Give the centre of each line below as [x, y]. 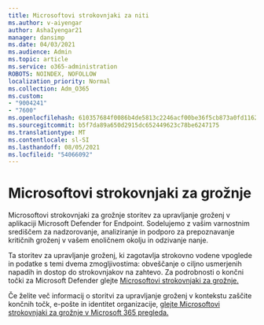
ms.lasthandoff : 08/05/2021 [54, 147]
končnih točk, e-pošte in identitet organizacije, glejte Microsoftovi [114, 305]
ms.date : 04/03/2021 [42, 45]
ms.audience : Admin [40, 52]
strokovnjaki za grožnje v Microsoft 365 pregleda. [88, 312]
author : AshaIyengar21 [45, 30]
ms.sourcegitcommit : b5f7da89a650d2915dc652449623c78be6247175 [114, 125]
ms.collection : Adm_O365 [49, 89]
